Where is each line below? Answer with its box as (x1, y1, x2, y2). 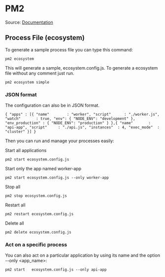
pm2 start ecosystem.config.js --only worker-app (5, 175, 109, 180)
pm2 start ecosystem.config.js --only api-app (5, 267, 107, 272)
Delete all (5, 220, 25, 226)
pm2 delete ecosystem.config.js (5, 230, 71, 235)
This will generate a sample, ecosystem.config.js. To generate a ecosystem (5, 65, 158, 71)
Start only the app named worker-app (5, 166, 82, 172)
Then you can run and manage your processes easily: (5, 138, 114, 144)
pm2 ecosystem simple (5, 79, 50, 84)
